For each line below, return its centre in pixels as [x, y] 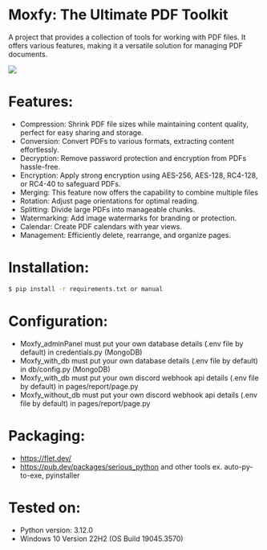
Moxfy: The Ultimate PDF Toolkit [118, 15]
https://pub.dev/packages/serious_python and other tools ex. [121, 466]
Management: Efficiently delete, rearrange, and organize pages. [125, 235]
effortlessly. [39, 150]
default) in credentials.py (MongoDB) [81, 352]
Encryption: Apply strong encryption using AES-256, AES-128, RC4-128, [139, 175]
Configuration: [58, 321]
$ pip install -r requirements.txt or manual [85, 289]
